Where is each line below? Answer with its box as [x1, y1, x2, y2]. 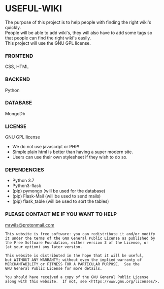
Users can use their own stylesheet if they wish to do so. [12, 154, 128, 160]
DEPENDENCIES [5, 166, 44, 173]
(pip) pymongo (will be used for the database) [12, 188, 106, 194]
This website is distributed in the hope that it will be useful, [5, 253, 144, 258]
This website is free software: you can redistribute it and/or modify [5, 231, 155, 236]
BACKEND [5, 76, 31, 83]
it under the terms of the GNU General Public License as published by [5, 236, 155, 241]
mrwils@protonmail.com [5, 222, 55, 228]
